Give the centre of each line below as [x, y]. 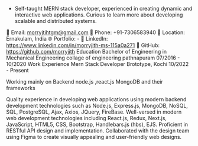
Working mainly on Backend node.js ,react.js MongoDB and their [85, 82]
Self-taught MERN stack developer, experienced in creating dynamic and [103, 9]
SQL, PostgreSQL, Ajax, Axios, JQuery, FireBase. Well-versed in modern [94, 112]
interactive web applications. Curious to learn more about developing [99, 15]
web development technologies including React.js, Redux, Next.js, [87, 118]
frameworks [21, 88]
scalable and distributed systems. [56, 21]
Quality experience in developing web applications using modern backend [96, 99]
